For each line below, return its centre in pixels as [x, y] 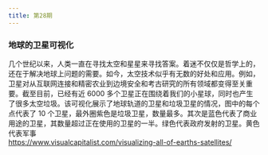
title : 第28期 [31, 15]
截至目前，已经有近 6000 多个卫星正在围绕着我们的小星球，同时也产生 [138, 93]
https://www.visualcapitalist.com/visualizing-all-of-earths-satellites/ [120, 142]
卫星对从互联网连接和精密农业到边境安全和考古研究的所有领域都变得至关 [127, 83]
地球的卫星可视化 [41, 45]
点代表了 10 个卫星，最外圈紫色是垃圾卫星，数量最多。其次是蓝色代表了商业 [133, 113]
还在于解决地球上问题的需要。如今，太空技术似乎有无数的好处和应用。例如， [134, 73]
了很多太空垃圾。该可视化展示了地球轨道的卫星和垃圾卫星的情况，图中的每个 [134, 103]
